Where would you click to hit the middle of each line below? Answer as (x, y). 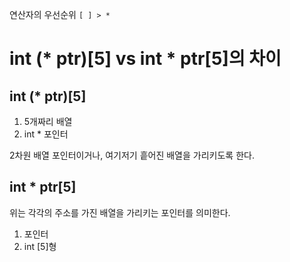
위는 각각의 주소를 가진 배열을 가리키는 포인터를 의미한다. (120, 212)
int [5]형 (40, 246)
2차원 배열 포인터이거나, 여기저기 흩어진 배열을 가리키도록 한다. (132, 155)
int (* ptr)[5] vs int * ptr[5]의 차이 (145, 59)
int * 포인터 (46, 134)
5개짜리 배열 (48, 121)
